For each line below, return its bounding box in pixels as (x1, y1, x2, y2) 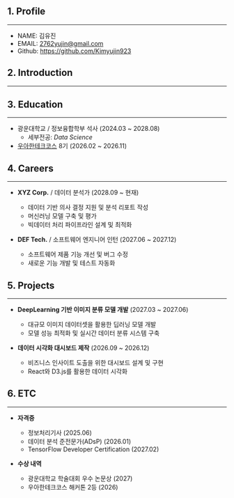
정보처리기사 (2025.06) (27, 428, 93, 437)
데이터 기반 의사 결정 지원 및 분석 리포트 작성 (27, 203, 148, 212)
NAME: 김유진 (17, 31, 56, 40)
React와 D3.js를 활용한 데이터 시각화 (27, 367, 127, 375)
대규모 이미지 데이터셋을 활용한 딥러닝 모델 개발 (27, 320, 157, 329)
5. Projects (7, 279, 55, 291)
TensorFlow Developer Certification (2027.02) (27, 445, 159, 453)
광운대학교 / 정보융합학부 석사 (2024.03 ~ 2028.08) (17, 125, 160, 133)
